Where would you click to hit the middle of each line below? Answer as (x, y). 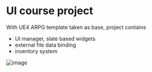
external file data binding (45, 45)
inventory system (36, 51)
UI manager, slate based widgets (55, 38)
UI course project (50, 11)
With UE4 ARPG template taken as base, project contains (76, 27)
